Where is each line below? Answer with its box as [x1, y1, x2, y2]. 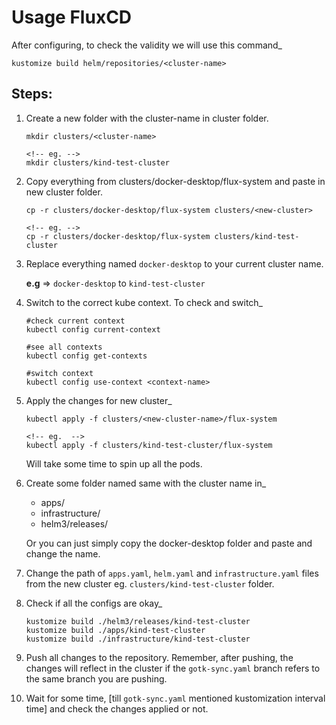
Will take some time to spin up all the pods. [25, 457, 203, 470]
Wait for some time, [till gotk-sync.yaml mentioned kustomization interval [25, 692, 326, 704]
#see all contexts [25, 342, 103, 352]
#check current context [25, 316, 126, 326]
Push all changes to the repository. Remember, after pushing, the [25, 651, 294, 663]
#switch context [25, 368, 94, 378]
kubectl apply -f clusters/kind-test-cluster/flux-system [25, 440, 273, 450]
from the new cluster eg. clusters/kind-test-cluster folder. [25, 577, 275, 590]
